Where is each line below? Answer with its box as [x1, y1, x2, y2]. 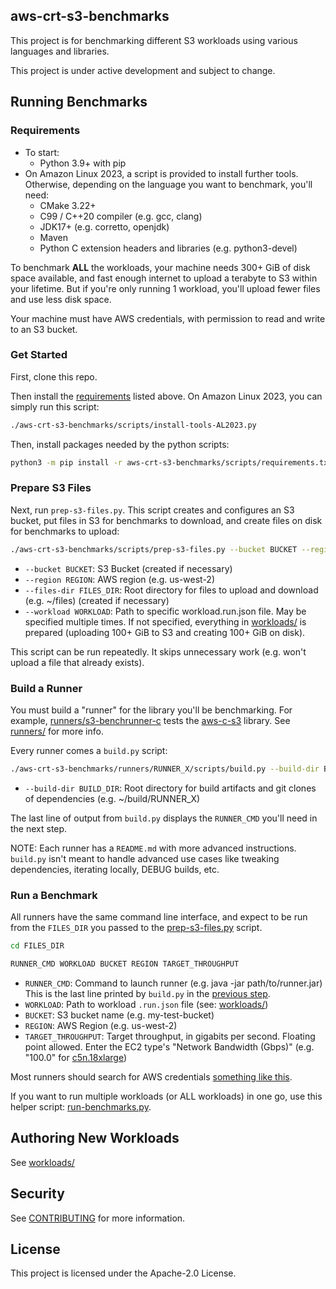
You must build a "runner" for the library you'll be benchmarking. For [10, 704, 293, 716]
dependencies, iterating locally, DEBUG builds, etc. [10, 863, 220, 875]
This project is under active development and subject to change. [10, 64, 276, 76]
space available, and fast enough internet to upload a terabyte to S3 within [10, 272, 318, 284]
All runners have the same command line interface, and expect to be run [10, 911, 308, 923]
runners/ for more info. [10, 725, 104, 738]
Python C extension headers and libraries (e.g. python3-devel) [39, 242, 298, 254]
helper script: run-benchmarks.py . [10, 1100, 152, 1113]
